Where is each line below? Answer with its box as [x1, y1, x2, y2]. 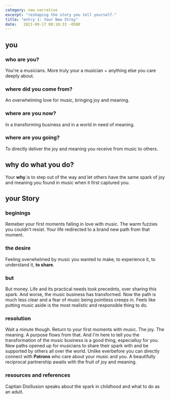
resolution [5, 314, 31, 322]
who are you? [5, 56, 40, 63]
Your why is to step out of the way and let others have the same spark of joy [5, 174, 165, 180]
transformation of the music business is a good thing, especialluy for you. [5, 337, 159, 343]
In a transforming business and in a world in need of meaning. [5, 121, 135, 127]
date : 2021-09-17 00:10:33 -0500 [5, 21, 81, 27]
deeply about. [5, 72, 35, 79]
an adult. [5, 388, 24, 395]
